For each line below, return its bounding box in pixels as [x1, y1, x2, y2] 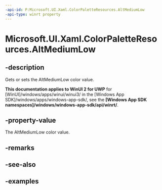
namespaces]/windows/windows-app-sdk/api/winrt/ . [5, 102, 119, 108]
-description [5, 63, 44, 72]
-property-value [5, 116, 56, 124]
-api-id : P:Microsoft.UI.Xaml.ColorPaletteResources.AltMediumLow [5, 7, 145, 12]
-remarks [5, 143, 35, 152]
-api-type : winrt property [5, 12, 61, 17]
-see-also [5, 160, 36, 169]
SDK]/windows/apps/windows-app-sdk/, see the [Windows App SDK [5, 96, 147, 102]
